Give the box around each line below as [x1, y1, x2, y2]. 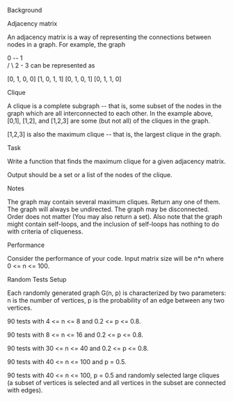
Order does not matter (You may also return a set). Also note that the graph [7, 213, 223, 220]
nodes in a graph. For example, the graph [7, 40, 126, 48]
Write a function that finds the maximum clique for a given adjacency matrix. [7, 157, 226, 165]
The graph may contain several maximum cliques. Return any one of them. [7, 198, 220, 206]
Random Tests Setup [7, 275, 67, 283]
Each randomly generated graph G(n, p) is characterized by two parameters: [7, 289, 227, 297]
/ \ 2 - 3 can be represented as [7, 61, 95, 69]
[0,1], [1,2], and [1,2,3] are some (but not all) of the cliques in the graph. [7, 116, 211, 125]
